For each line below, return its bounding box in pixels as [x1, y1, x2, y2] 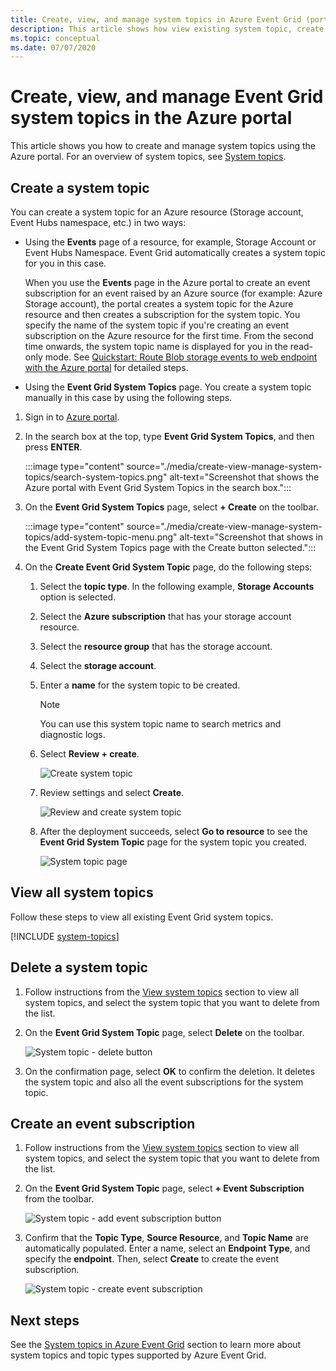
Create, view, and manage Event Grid [10, 86, 324, 108]
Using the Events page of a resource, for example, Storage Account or [24, 236, 317, 248]
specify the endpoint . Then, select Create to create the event [24, 1253, 280, 1265]
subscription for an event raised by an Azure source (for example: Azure [24, 287, 323, 299]
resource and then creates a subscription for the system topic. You [24, 309, 301, 320]
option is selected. [39, 591, 117, 603]
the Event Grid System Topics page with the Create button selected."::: [24, 542, 317, 553]
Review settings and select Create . [39, 787, 185, 798]
